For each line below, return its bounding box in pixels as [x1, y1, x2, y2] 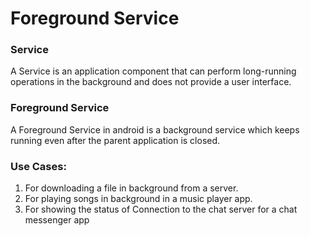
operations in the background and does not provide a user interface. [10, 76, 292, 88]
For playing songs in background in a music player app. [24, 193, 253, 205]
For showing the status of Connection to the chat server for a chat [24, 203, 298, 216]
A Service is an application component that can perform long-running [10, 65, 297, 77]
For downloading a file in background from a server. [24, 182, 239, 194]
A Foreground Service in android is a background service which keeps [10, 123, 300, 136]
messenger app [24, 214, 90, 226]
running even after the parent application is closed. [10, 134, 221, 146]
